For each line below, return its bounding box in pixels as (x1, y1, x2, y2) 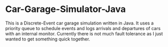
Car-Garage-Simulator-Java (5, 3, 126, 15)
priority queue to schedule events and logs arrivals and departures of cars (5, 25, 161, 31)
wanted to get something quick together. (5, 36, 90, 42)
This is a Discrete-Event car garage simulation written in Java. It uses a (5, 20, 154, 26)
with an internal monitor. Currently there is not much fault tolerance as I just (5, 30, 163, 36)
